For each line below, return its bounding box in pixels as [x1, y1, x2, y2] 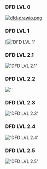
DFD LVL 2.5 [5, 147, 36, 154]
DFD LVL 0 [5, 4, 31, 11]
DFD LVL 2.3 [5, 99, 36, 106]
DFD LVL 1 [5, 28, 30, 35]
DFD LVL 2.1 [5, 51, 34, 58]
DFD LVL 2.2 [5, 75, 36, 82]
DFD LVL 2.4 [5, 123, 36, 130]
